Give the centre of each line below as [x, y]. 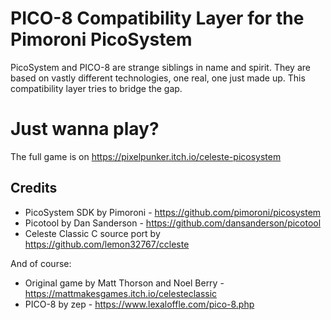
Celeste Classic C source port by [92, 233]
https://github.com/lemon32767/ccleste [107, 244]
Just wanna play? [85, 129]
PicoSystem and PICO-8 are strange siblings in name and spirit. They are [160, 67]
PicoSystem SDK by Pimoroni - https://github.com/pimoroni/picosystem [173, 212]
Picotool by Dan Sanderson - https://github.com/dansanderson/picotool [173, 223]
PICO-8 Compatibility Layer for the [157, 18]
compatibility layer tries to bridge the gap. [96, 88]
